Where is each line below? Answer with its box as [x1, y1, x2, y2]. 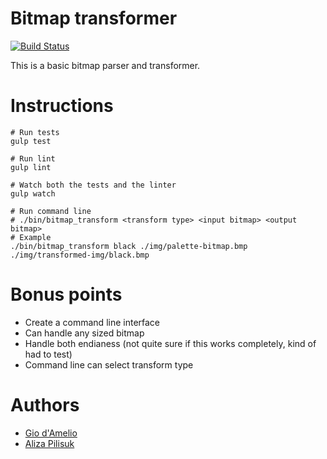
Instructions [10, 95, 114, 117]
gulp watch [10, 188, 56, 199]
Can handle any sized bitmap [24, 327, 145, 339]
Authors [10, 394, 80, 416]
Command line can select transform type [24, 358, 194, 371]
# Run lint [10, 153, 56, 164]
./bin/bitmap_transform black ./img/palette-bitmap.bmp [10, 241, 248, 251]
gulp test [10, 136, 52, 146]
